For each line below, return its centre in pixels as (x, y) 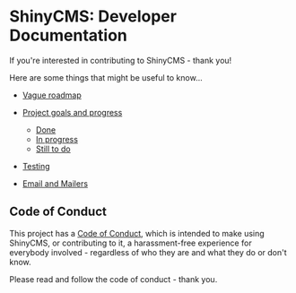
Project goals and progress (72, 112)
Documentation (69, 35)
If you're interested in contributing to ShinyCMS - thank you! (121, 60)
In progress (57, 139)
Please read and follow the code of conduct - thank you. (113, 279)
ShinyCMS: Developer (93, 17)
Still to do (53, 149)
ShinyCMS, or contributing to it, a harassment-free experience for (131, 243)
